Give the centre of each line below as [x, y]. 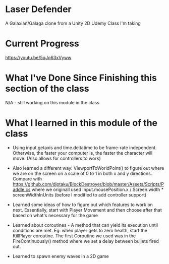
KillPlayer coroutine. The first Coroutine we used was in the [74, 236]
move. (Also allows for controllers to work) [57, 158]
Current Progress [42, 44]
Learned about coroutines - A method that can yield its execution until [85, 225]
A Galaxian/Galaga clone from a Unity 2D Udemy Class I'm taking [73, 23]
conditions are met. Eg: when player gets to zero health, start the [80, 230]
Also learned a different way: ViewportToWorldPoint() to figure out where [88, 168]
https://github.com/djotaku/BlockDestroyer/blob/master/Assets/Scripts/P [88, 184]
